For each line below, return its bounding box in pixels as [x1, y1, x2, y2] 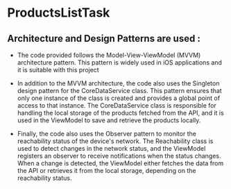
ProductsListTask [7, 5, 110, 21]
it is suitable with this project [17, 66, 99, 74]
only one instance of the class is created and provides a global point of [17, 94, 221, 102]
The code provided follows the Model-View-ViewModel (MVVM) [17, 51, 201, 59]
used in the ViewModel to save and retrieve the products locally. [17, 116, 201, 124]
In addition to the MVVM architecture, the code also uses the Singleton [17, 79, 220, 88]
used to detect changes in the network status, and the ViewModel [17, 145, 206, 152]
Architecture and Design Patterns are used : [7, 33, 201, 44]
